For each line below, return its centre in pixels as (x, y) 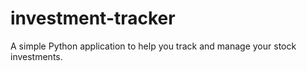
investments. (36, 56)
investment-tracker (93, 18)
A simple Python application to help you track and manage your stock (153, 46)
